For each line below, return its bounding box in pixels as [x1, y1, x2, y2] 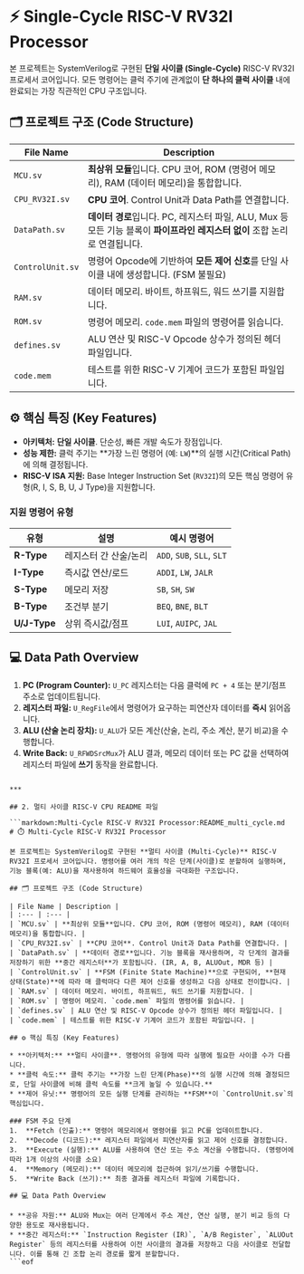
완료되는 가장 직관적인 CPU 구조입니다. [9, 85, 147, 96]
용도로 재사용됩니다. [25, 1221, 90, 1230]
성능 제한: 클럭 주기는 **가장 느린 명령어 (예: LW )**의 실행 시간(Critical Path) [22, 447, 291, 458]
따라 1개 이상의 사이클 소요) [9, 1154, 102, 1164]
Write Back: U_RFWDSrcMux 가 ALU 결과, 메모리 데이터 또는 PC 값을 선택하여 [22, 747, 290, 758]
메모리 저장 [64, 583, 109, 596]
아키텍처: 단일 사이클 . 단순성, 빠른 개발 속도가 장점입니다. [22, 436, 223, 447]
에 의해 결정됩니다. [22, 458, 89, 470]
